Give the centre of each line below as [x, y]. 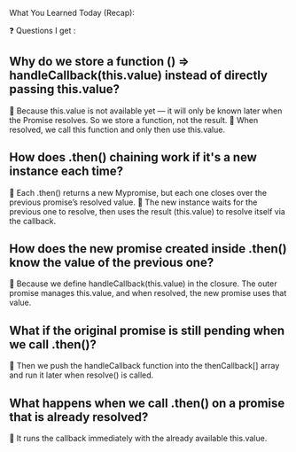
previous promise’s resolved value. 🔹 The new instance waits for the [133, 202]
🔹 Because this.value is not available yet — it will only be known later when [146, 111]
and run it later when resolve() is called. [82, 375]
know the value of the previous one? [112, 263]
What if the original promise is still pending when [147, 330]
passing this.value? [65, 89]
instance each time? [66, 171]
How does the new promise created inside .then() [148, 249]
